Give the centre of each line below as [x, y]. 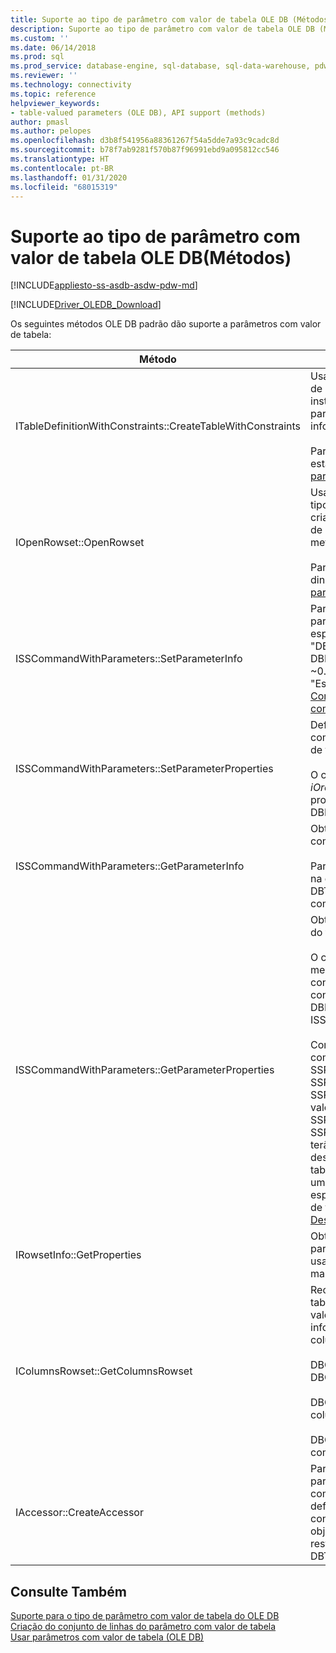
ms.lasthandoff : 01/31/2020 [69, 177]
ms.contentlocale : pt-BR [62, 168]
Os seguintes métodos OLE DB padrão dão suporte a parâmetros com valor [166, 324]
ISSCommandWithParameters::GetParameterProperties [145, 1070]
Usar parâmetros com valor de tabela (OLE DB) [107, 1637]
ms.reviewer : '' [44, 76]
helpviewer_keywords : [55, 103]
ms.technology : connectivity [71, 85]
